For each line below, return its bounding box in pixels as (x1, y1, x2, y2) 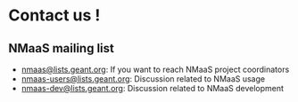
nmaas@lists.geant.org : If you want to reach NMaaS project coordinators (21, 64, 290, 75)
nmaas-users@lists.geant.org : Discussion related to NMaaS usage (21, 74, 265, 84)
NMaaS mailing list (8, 41, 115, 56)
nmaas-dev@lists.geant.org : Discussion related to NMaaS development (21, 83, 285, 93)
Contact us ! (8, 5, 101, 26)
